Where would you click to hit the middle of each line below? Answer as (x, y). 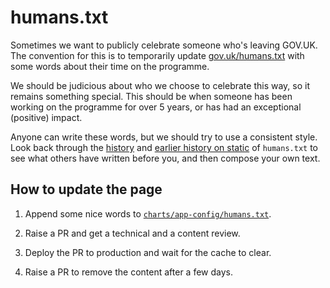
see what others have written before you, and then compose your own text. (165, 158)
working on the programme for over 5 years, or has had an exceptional (156, 107)
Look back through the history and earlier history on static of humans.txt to (164, 147)
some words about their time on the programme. (110, 66)
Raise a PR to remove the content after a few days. (129, 272)
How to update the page (86, 189)
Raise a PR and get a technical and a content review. (132, 233)
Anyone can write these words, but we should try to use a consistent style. (164, 137)
